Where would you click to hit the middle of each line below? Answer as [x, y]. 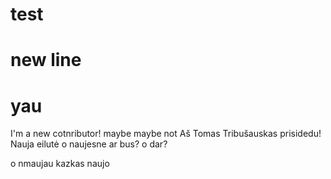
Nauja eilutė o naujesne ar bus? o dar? [89, 144]
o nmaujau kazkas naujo [60, 164]
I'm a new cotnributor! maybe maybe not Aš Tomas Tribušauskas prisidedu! [166, 134]
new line [46, 60]
